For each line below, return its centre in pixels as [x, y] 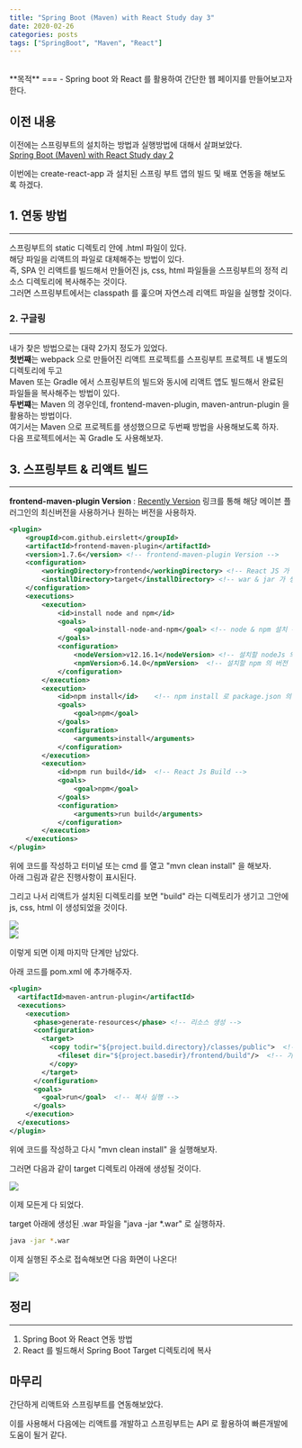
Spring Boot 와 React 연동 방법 [77, 1339]
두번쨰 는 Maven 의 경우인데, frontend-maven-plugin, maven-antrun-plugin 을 [150, 404]
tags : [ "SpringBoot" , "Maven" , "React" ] [86, 43]
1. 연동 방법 [38, 216]
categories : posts [44, 34]
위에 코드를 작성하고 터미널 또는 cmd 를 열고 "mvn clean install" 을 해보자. [141, 866]
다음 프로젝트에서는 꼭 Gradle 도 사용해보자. [86, 439]
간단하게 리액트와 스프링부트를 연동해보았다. [86, 1405]
